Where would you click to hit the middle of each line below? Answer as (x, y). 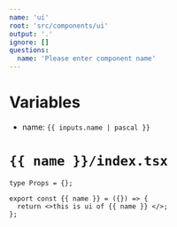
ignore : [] (29, 42)
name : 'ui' (29, 17)
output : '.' (31, 34)
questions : (29, 51)
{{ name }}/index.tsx (88, 161)
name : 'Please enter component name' (87, 59)
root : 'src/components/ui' (59, 26)
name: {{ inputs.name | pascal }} (86, 127)
